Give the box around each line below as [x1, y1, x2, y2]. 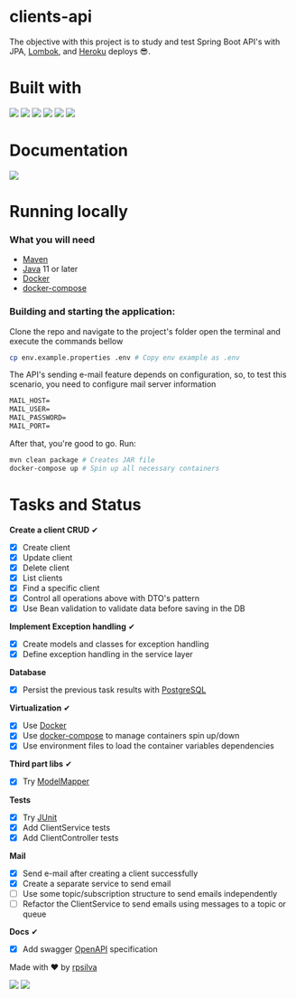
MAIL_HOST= [9, 396, 51, 406]
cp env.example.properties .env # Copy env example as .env [9, 353, 241, 362]
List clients [22, 572, 63, 583]
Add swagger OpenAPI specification [22, 943, 158, 955]
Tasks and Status [9, 494, 142, 514]
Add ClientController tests [22, 832, 119, 843]
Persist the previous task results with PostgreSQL [22, 684, 207, 695]
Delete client [22, 562, 69, 573]
